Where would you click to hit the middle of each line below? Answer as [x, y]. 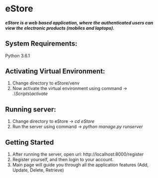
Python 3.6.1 [18, 56]
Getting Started [30, 142]
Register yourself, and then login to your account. [63, 160]
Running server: [31, 109]
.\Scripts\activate [30, 94]
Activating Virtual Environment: [55, 71]
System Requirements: [41, 44]
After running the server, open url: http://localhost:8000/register [78, 154]
